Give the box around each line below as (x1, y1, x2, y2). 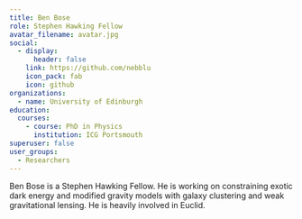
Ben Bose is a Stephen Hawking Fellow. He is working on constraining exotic (9, 180, 293, 191)
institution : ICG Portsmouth (32, 131, 143, 140)
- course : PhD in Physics (25, 123, 124, 132)
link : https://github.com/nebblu (25, 64, 151, 73)
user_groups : (9, 147, 59, 156)
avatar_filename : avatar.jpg (9, 30, 119, 39)
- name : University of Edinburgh (17, 96, 143, 106)
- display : (17, 47, 59, 56)
